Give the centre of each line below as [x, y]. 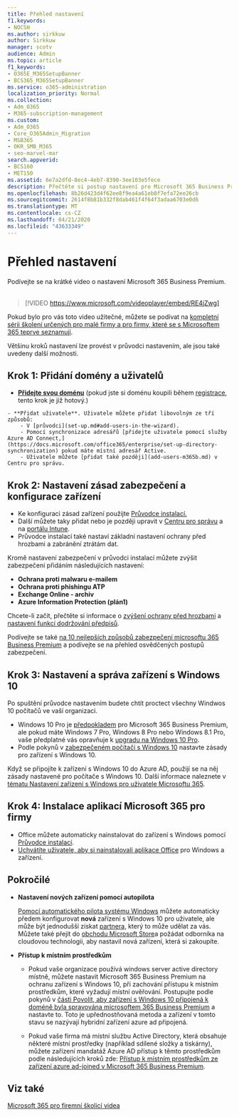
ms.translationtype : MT [43, 207]
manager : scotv [30, 47]
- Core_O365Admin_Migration [49, 133]
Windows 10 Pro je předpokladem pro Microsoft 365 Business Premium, [123, 724]
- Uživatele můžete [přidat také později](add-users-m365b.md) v [119, 458]
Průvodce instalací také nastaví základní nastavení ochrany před [112, 537]
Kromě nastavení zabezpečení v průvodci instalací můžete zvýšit [102, 558]
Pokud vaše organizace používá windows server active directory [123, 969]
